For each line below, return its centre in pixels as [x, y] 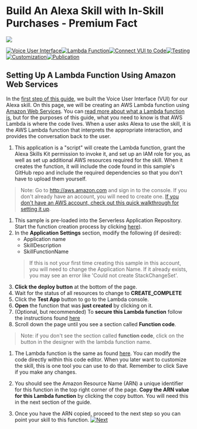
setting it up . [35, 209]
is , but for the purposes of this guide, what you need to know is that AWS [94, 117]
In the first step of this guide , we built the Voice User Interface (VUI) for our [97, 99]
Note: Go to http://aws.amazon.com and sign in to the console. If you [104, 190]
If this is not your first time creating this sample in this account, [105, 263]
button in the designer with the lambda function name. [86, 341]
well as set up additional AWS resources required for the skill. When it [98, 160]
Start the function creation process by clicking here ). [78, 226]
